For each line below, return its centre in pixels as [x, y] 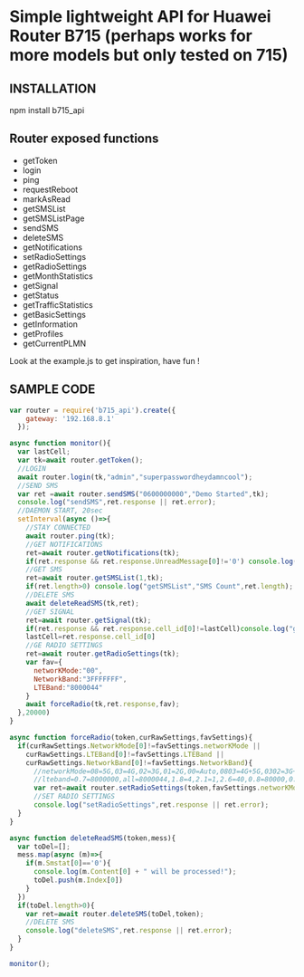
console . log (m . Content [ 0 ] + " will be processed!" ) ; [135, 872]
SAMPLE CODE [52, 390]
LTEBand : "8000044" [68, 687]
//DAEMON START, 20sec [60, 511]
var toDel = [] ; [44, 847]
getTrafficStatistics [57, 304]
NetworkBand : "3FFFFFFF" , [80, 679]
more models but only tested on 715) [149, 55]
